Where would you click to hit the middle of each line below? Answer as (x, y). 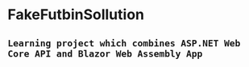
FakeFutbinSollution (76, 15)
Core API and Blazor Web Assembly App (105, 53)
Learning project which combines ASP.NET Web (124, 43)
